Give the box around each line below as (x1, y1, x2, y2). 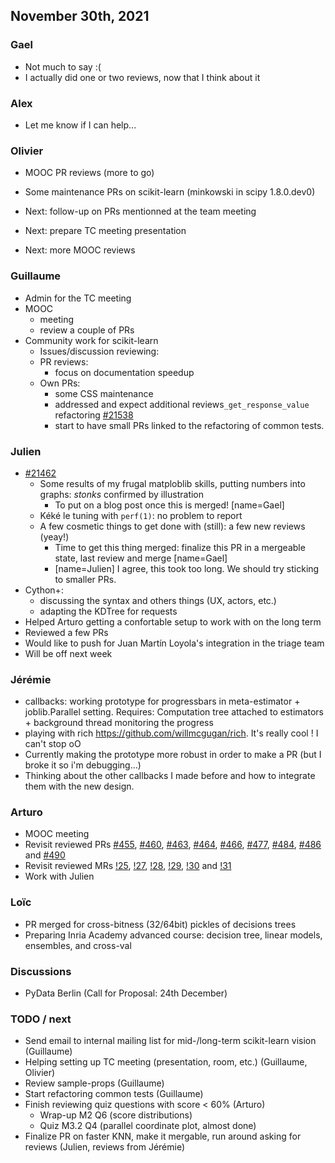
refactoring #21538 (54, 409, 134, 421)
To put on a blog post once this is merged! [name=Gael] (54, 499, 285, 511)
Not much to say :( (24, 60, 102, 73)
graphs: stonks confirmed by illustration (39, 488, 205, 500)
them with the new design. (24, 780, 135, 793)
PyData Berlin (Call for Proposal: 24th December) (24, 987, 228, 999)
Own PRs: (39, 377, 81, 389)
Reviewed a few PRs (24, 626, 109, 638)
